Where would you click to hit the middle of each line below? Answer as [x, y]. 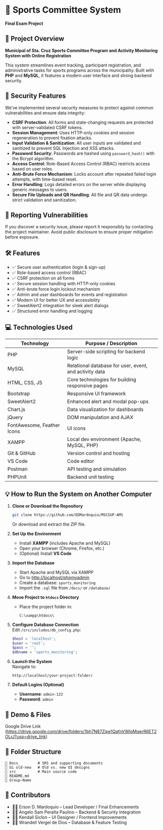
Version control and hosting [98, 453]
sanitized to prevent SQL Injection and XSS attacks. [63, 148]
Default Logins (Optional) [38, 685]
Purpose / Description [111, 343]
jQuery [15, 417]
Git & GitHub [22, 453]
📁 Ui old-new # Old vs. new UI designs [48, 767]
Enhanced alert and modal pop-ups [108, 401]
